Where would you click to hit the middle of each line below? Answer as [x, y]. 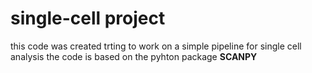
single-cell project [88, 18]
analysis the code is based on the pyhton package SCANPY [134, 56]
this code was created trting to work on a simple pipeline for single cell [156, 46]
